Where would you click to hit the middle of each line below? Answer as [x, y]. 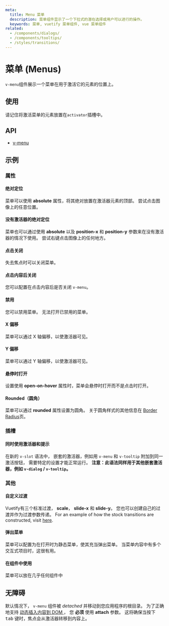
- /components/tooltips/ [36, 38]
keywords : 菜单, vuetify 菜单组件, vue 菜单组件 [58, 24]
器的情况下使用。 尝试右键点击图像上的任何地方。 [57, 238]
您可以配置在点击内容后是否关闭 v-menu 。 [48, 287]
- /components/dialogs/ [35, 33]
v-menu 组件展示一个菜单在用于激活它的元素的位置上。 [61, 84]
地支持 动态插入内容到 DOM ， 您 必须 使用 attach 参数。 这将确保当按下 [80, 612]
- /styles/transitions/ [35, 43]
